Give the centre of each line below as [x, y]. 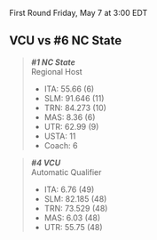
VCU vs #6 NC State [66, 40]
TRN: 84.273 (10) [75, 108]
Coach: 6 [61, 145]
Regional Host [56, 71]
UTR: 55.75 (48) [74, 227]
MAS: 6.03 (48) [72, 218]
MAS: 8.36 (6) [70, 117]
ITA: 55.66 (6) [69, 89]
